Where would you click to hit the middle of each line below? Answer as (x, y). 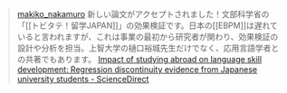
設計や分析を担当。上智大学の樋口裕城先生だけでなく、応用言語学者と (148, 48)
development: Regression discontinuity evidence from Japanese (137, 70)
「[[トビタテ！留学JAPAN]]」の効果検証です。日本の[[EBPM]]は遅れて (147, 25)
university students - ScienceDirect (83, 79)
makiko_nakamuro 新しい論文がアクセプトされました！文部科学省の (143, 14)
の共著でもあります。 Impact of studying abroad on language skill (139, 59)
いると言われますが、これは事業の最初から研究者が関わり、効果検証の (148, 37)
